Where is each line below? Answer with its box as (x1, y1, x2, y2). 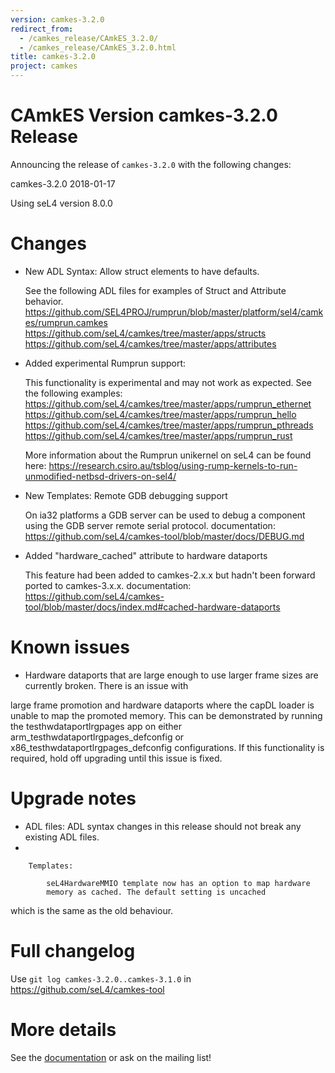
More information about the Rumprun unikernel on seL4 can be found (24, 449, 312, 461)
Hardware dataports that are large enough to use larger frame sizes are (24, 669, 319, 681)
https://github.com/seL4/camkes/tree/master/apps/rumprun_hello (24, 408, 297, 420)
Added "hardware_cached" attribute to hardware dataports (24, 549, 268, 561)
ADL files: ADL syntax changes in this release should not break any (24, 820, 302, 832)
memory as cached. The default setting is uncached (46, 887, 267, 897)
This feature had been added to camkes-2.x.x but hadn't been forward (24, 569, 316, 581)
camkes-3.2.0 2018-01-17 (10, 177, 116, 190)
